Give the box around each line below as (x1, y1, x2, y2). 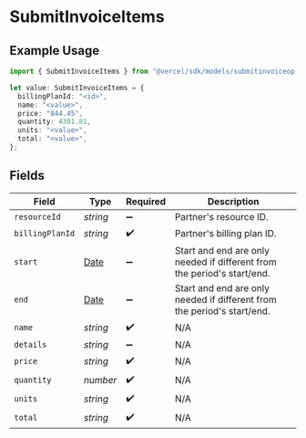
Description (207, 194, 260, 207)
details (14, 339, 47, 349)
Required (126, 194, 167, 207)
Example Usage (9, 43, 100, 58)
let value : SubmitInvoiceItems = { (9, 83, 145, 92)
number (83, 374, 117, 387)
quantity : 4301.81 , (17, 117, 92, 127)
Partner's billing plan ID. (174, 227, 277, 240)
